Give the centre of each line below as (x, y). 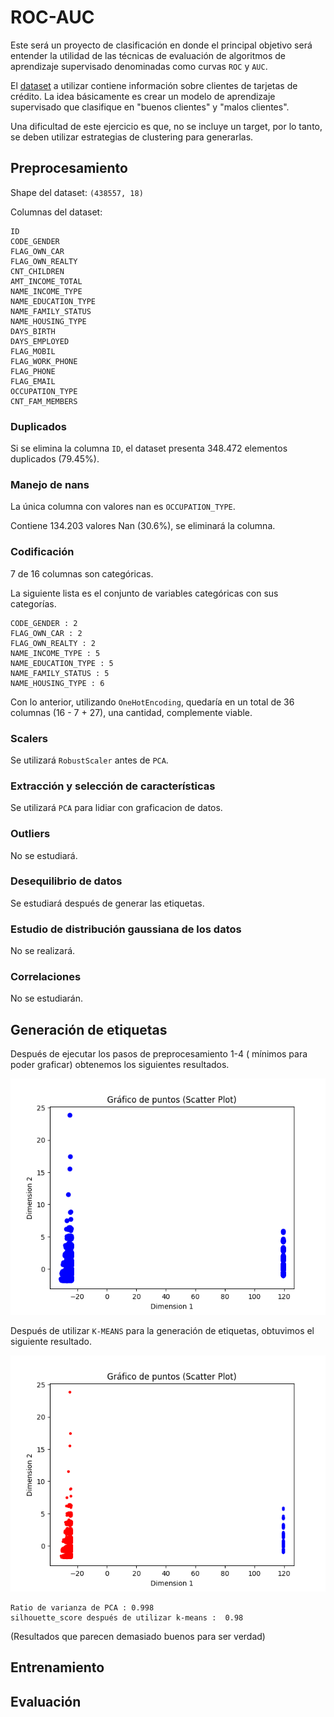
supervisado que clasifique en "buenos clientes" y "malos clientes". (150, 107)
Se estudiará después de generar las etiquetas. (107, 903)
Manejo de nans (50, 484)
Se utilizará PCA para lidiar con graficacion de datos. (116, 808)
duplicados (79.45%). (55, 459)
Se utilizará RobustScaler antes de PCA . (89, 760)
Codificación (42, 552)
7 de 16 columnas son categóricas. (82, 573)
